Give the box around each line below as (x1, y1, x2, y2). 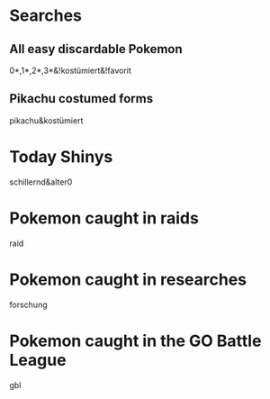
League (9, 349, 67, 370)
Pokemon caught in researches (9, 269, 247, 289)
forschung (9, 299, 48, 310)
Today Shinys (9, 147, 113, 167)
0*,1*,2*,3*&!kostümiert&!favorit (9, 65, 132, 76)
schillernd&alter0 (9, 177, 73, 187)
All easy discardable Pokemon (9, 41, 183, 57)
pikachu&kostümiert (9, 114, 84, 126)
